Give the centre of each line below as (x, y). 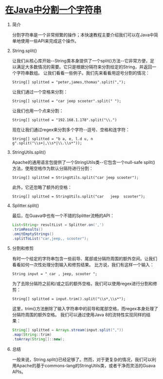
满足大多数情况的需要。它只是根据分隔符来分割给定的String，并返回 (84, 67)
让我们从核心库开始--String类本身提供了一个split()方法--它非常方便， (81, 60)
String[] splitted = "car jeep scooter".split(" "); (67, 101)
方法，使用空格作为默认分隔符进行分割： (53, 168)
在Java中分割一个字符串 (53, 10)
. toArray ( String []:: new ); (38, 339)
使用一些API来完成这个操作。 (50, 41)
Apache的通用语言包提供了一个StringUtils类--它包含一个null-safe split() (84, 162)
